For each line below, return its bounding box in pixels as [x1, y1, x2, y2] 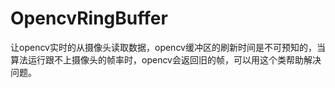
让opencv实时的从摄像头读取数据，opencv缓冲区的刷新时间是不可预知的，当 [10, 41, 326, 53]
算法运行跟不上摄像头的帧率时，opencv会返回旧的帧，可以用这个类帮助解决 [10, 53, 322, 66]
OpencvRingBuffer [10, 7, 168, 30]
